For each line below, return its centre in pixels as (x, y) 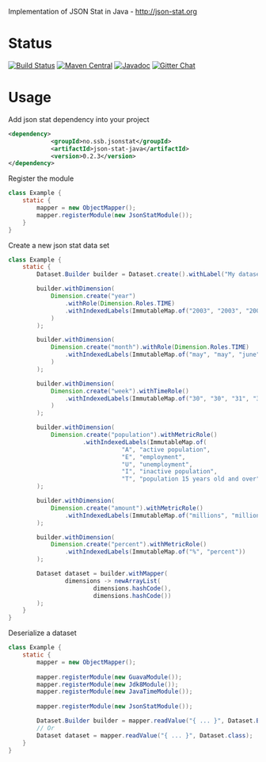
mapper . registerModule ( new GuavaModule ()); (109, 677)
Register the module (41, 178)
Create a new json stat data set (59, 245)
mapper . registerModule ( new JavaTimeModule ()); (115, 692)
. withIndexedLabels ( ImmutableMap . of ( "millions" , (146, 515)
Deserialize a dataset (42, 633)
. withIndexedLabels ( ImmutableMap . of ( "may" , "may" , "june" (162, 355)
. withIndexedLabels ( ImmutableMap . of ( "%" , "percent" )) (155, 552)
